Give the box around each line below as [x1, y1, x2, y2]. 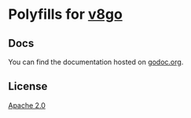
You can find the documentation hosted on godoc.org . [8, 57, 184, 66]
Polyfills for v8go [8, 5, 123, 23]
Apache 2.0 [8, 100, 46, 110]
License [8, 80, 48, 93]
